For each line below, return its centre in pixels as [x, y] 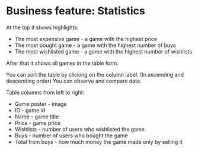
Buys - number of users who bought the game [71, 136]
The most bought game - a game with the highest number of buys [95, 45]
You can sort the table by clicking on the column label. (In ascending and [95, 74]
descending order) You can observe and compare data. [74, 81]
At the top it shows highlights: [42, 27]
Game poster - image [41, 104]
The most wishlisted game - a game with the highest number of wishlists [103, 51]
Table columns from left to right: [45, 92]
